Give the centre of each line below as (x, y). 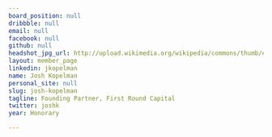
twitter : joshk (34, 106)
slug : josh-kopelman (43, 91)
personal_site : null (43, 83)
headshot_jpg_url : (39, 53)
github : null (30, 46)
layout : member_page (43, 61)
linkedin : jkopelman (43, 68)
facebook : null (34, 38)
